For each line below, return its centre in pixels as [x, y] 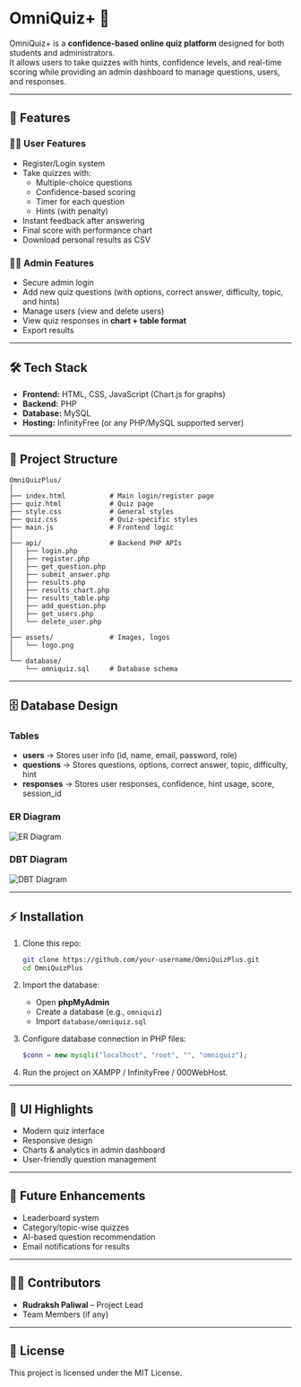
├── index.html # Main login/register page [112, 496]
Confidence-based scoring [86, 191]
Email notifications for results [76, 1246]
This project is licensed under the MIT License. [96, 1373]
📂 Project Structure [64, 459]
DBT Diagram [39, 860]
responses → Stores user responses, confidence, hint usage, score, [148, 784]
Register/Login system [64, 163]
